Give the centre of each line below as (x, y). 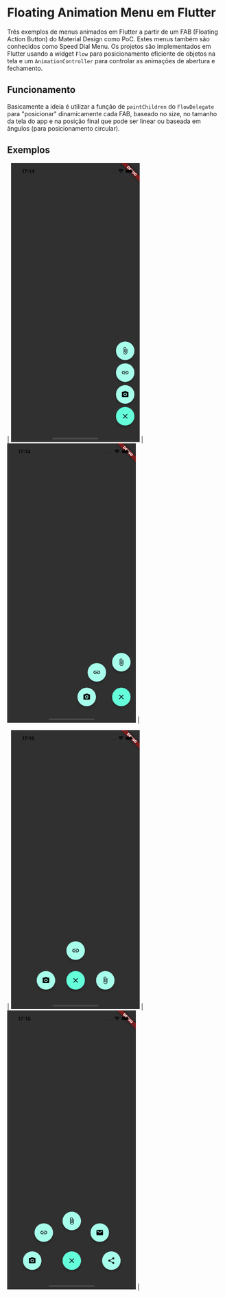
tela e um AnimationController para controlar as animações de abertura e (111, 61)
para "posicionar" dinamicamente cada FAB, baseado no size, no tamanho (112, 113)
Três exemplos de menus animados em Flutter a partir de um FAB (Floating (113, 32)
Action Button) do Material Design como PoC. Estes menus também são (109, 39)
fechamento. (25, 68)
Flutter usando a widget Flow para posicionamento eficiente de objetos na (111, 54)
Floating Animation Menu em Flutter (111, 13)
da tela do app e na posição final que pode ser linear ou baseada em (104, 121)
